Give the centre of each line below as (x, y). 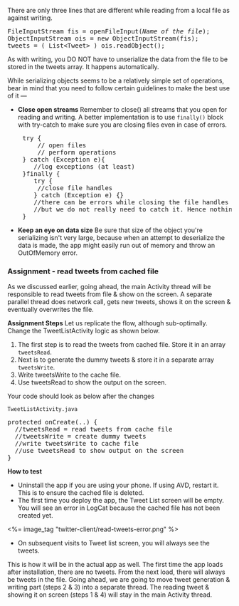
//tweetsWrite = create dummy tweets (80, 437)
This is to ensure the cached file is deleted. (81, 493)
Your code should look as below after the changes (81, 396)
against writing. (30, 18)
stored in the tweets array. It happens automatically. (83, 67)
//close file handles (75, 188)
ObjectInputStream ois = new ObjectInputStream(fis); (103, 38)
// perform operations (77, 152)
